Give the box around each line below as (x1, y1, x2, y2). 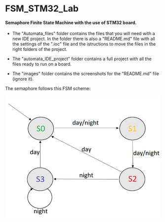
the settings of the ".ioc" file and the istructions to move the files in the (12, 41, 156, 47)
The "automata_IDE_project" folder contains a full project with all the (12, 56, 152, 62)
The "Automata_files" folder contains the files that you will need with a (12, 31, 156, 37)
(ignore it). (12, 76, 34, 82)
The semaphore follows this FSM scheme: (5, 86, 91, 91)
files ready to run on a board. (12, 61, 72, 67)
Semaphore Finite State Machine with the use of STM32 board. (5, 19, 137, 25)
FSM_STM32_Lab (5, 3, 79, 14)
